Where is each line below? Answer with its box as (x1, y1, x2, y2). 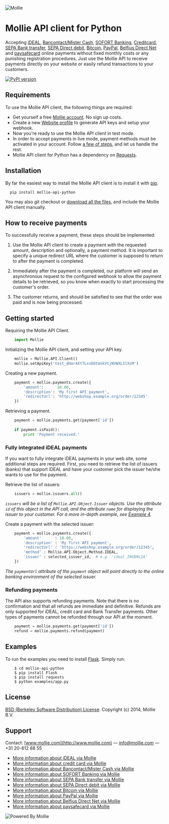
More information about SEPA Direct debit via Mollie (12, 782, 121, 788)
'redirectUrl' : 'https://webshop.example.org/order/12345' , (23, 545, 155, 550)
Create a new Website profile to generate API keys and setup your (12, 119, 150, 125)
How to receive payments (5, 219, 87, 227)
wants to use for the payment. (5, 472, 68, 478)
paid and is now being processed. (12, 299, 83, 305)
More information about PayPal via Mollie (12, 793, 98, 799)
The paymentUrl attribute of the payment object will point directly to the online (5, 568, 164, 574)
